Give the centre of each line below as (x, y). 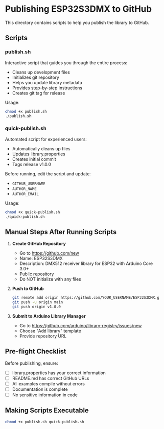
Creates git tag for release (38, 93)
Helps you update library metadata (47, 82)
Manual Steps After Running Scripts (61, 232)
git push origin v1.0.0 (36, 307)
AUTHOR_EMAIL (25, 194)
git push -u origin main (37, 302)
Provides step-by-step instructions (47, 88)
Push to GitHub (28, 289)
